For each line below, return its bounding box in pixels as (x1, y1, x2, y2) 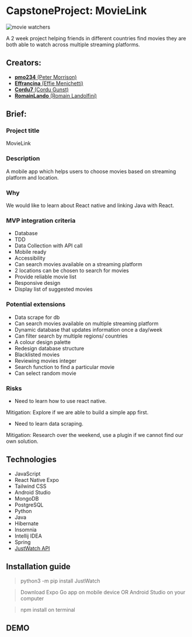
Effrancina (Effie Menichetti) (14, 80, 83, 87)
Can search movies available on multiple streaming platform (14, 320, 159, 327)
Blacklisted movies (14, 351, 60, 358)
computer (20, 595, 44, 602)
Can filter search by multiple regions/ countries (14, 332, 128, 339)
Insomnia (14, 526, 37, 533)
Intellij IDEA (14, 532, 42, 539)
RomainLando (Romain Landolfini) (14, 92, 97, 99)
